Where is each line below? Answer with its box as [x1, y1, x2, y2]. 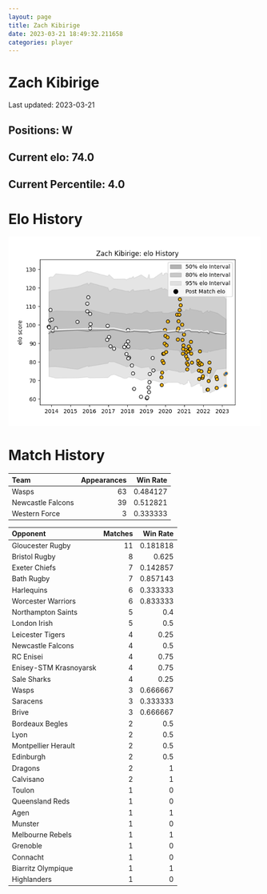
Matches [102, 529, 133, 539]
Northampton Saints [11, 607, 78, 617]
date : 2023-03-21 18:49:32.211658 [8, 30, 124, 38]
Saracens [11, 696, 43, 706]
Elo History [8, 210, 83, 228]
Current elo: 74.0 [8, 150, 94, 164]
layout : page [8, 13, 52, 21]
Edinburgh [11, 752, 46, 762]
